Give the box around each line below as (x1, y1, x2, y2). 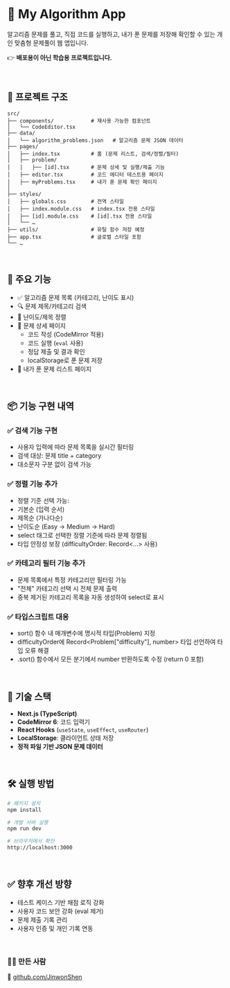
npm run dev (7, 825, 42, 832)
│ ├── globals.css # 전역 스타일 (7, 197, 125, 205)
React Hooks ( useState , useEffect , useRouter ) (17, 725, 149, 734)
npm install (7, 806, 42, 813)
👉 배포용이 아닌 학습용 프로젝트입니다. (7, 53, 112, 62)
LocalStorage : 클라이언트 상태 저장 (17, 734, 114, 742)
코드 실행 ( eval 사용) (27, 339, 84, 347)
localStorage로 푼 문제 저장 (27, 356, 103, 364)
